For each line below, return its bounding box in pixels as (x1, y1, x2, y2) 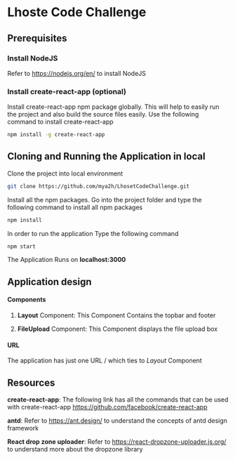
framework (7, 424, 39, 433)
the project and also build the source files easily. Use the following (7, 110, 199, 119)
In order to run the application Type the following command (7, 229, 179, 237)
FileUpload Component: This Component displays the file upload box (17, 324, 218, 334)
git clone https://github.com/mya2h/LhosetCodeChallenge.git (7, 183, 190, 190)
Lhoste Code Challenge (7, 4, 147, 20)
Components (7, 296, 46, 304)
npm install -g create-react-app (7, 131, 105, 138)
